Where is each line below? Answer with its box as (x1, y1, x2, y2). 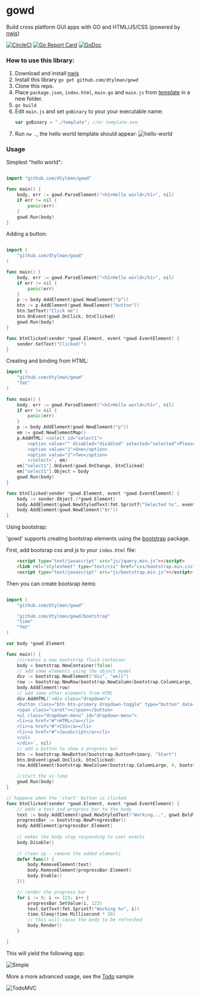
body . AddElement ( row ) (17, 685, 70, 691)
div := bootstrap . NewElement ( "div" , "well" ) (17, 673, 129, 680)
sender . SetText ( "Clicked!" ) (17, 341, 86, 347)
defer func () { (17, 856, 55, 862)
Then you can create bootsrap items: (6, 580, 97, 587)
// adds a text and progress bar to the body (17, 806, 132, 812)
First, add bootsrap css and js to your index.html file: (6, 547, 136, 554)
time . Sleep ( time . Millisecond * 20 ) (27, 912, 116, 918)
